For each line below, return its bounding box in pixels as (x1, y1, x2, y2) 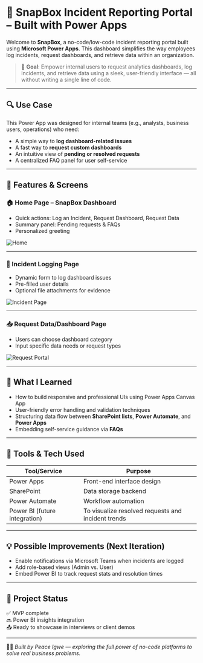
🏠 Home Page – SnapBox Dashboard (6, 198, 117, 207)
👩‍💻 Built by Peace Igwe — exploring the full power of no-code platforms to (6, 643, 192, 651)
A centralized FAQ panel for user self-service (14, 156, 127, 164)
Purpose (126, 466, 151, 475)
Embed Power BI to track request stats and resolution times (14, 570, 163, 577)
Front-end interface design (83, 477, 161, 485)
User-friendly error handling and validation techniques (14, 406, 151, 413)
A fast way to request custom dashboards (14, 144, 122, 151)
